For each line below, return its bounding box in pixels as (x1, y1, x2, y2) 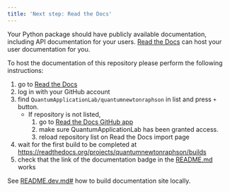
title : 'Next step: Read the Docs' (7, 10, 113, 18)
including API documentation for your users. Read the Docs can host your (7, 37, 222, 46)
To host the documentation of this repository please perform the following (7, 58, 223, 67)
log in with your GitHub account (17, 87, 110, 96)
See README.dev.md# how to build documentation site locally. (7, 176, 191, 185)
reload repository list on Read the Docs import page (38, 132, 190, 141)
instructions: (7, 66, 44, 74)
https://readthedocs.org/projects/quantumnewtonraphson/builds (17, 147, 207, 156)
